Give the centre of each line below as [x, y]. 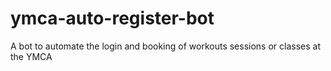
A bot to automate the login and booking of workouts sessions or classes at [165, 46]
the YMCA [31, 56]
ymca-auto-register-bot [112, 18]
